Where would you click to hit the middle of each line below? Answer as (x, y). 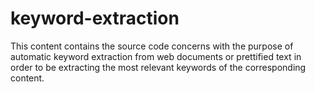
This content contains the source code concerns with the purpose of (152, 46)
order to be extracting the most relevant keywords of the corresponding (158, 67)
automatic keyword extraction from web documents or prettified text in (156, 56)
